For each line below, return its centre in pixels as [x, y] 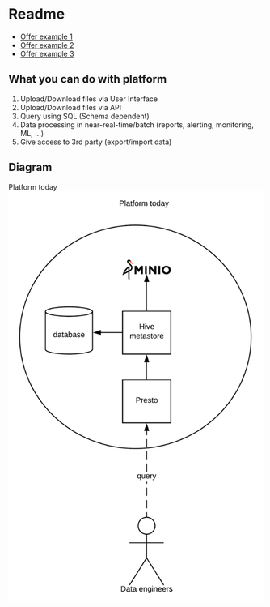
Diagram [30, 167]
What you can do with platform [88, 79]
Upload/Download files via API [71, 107]
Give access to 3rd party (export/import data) [96, 142]
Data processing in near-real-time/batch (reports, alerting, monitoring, [137, 124]
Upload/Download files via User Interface [89, 99]
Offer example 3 [47, 53]
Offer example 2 [47, 45]
